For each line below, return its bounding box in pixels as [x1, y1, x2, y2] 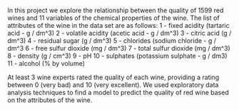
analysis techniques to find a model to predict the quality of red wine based [7, 89, 230, 96]
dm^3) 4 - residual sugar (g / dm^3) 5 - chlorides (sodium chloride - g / [7, 36, 216, 45]
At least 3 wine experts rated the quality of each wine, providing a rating [7, 73, 220, 81]
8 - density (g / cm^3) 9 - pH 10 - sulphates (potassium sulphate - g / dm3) [7, 51, 228, 60]
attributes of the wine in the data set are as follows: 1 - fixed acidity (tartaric [7, 21, 230, 29]
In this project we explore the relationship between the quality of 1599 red [7, 6, 224, 14]
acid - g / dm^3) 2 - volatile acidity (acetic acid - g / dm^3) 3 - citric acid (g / [7, 29, 232, 37]
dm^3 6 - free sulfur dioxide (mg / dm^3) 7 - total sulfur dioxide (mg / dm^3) [7, 44, 230, 52]
